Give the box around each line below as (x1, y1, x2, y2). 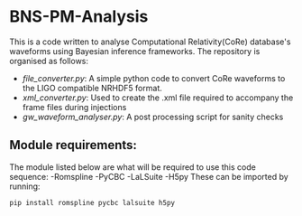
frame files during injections (22, 101, 127, 112)
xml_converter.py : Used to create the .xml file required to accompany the (22, 92, 294, 103)
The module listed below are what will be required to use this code (9, 161, 257, 173)
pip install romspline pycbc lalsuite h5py (9, 198, 176, 207)
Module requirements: (9, 137, 138, 153)
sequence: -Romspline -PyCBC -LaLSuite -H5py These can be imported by (9, 171, 288, 182)
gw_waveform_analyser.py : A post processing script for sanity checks (22, 111, 284, 122)
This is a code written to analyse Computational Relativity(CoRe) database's (9, 36, 291, 47)
